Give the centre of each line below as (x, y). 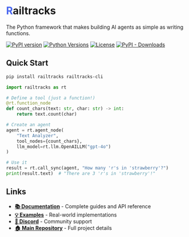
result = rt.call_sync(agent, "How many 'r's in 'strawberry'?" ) (87, 168)
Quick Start (27, 63)
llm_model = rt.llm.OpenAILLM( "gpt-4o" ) (64, 147)
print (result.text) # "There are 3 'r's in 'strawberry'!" (81, 174)
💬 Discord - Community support (53, 221)
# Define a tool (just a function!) (51, 98)
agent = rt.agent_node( (35, 130)
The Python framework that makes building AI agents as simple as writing (95, 27)
